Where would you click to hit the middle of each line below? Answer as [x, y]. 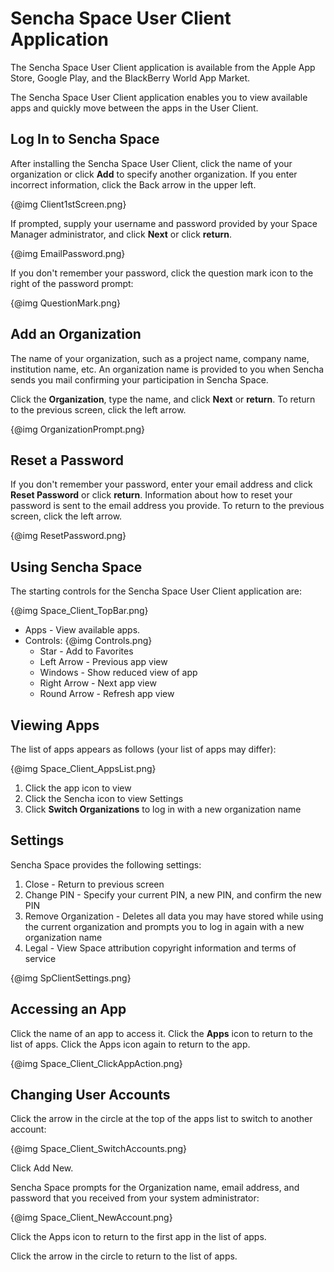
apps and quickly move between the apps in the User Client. [134, 108]
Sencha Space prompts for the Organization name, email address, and [155, 1188]
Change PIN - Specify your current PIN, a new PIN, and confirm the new [173, 894]
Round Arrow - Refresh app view [107, 694]
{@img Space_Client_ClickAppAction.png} [96, 1063]
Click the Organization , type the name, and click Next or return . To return [163, 399]
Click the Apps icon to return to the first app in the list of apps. [138, 1237]
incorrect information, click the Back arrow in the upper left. [133, 184]
